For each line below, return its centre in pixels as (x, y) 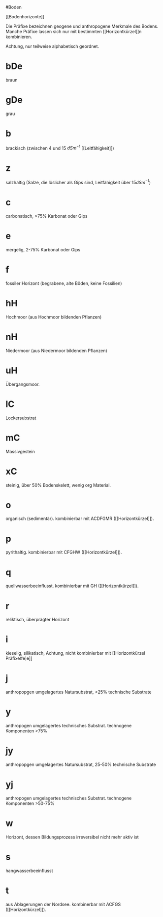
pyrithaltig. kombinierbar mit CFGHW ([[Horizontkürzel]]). (64, 552)
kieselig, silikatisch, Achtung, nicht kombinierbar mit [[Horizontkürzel (76, 653)
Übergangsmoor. (23, 384)
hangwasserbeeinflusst (29, 871)
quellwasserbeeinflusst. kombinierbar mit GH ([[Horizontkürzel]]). (72, 586)
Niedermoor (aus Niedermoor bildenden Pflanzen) (56, 351)
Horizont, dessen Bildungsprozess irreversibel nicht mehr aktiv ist (72, 837)
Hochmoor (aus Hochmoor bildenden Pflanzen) (54, 317)
